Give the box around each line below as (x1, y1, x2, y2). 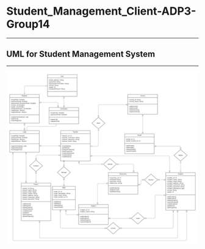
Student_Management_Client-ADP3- (6, 4, 196, 18)
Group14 (6, 17, 51, 31)
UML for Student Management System (6, 49, 156, 59)
